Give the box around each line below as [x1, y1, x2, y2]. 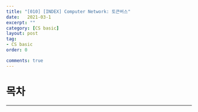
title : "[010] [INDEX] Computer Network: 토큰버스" [6, 8, 131, 15]
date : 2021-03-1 [6, 14, 51, 20]
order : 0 [6, 47, 28, 53]
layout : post [6, 31, 38, 37]
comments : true [6, 57, 44, 64]
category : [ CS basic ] [6, 25, 60, 31]
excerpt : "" [6, 19, 35, 25]
